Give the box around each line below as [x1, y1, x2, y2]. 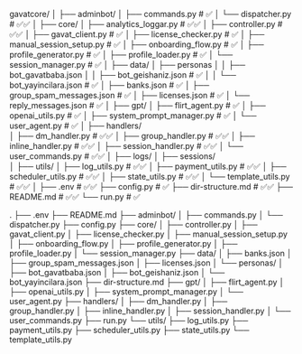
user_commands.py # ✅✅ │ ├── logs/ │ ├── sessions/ [9, 151, 216, 162]
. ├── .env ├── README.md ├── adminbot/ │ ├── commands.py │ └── [9, 210, 284, 220]
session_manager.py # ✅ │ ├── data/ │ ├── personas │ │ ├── [9, 60, 246, 70]
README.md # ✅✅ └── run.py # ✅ [9, 191, 141, 202]
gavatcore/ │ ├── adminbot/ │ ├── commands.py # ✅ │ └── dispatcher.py [9, 9, 292, 19]
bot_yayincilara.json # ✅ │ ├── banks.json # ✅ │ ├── [9, 79, 210, 90]
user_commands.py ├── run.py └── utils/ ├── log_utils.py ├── [9, 315, 249, 325]
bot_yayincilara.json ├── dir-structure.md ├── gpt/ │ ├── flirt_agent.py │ [9, 276, 285, 287]
